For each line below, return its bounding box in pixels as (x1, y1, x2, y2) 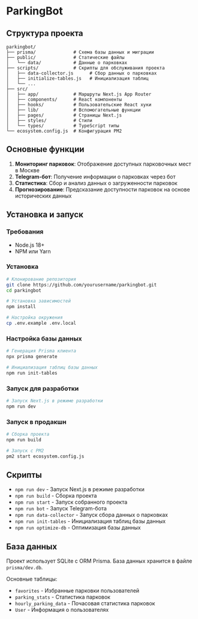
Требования (6, 228, 44, 236)
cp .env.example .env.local (6, 320, 77, 327)
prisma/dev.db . (6, 564, 43, 571)
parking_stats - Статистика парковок (14, 593, 111, 601)
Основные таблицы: (6, 575, 58, 583)
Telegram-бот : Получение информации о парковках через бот (14, 173, 176, 180)
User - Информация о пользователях (14, 606, 109, 614)
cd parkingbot (6, 287, 42, 294)
